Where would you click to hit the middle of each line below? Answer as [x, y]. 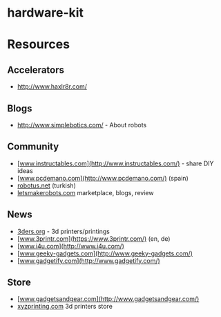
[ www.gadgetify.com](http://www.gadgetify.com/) [88, 260]
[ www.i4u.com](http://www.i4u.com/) [70, 246]
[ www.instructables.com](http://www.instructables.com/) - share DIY [115, 163]
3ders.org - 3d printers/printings [64, 231]
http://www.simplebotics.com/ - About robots [82, 125]
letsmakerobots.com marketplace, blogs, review [85, 192]
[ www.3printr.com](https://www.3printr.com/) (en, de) [94, 238]
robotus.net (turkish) [46, 185]
